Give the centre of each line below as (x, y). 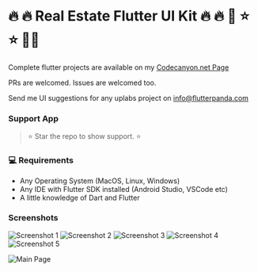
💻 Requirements (41, 160)
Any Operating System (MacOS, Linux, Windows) (100, 181)
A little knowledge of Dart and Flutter (80, 197)
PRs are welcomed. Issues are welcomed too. (82, 82)
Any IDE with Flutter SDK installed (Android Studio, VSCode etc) (123, 189)
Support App (34, 118)
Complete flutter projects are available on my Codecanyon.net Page (119, 67)
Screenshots (33, 218)
